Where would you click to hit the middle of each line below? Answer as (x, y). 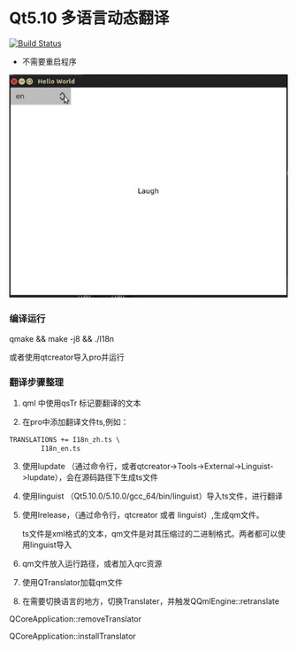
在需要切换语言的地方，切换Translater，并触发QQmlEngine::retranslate (151, 601)
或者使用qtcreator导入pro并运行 (67, 357)
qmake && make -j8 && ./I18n (62, 338)
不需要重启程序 (49, 61)
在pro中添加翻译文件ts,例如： (75, 422)
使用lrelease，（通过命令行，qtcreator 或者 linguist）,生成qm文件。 (143, 515)
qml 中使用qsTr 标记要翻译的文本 (81, 403)
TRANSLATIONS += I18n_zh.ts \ (65, 440)
